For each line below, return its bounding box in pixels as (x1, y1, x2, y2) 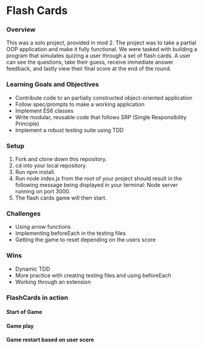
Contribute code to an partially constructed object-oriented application (15, 94, 193, 101)
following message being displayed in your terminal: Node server (15, 181, 178, 189)
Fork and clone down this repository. (15, 156, 108, 163)
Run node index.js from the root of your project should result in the (15, 175, 182, 183)
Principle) (15, 120, 40, 127)
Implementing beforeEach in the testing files (15, 229, 126, 237)
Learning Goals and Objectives (6, 80, 99, 89)
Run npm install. (15, 169, 56, 176)
